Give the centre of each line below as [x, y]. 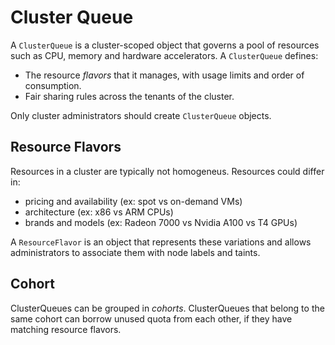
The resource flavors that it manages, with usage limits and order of [164, 75]
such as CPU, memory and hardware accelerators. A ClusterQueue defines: [164, 55]
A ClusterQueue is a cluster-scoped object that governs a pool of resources [165, 45]
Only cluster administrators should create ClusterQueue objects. [141, 115]
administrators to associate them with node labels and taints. [135, 252]
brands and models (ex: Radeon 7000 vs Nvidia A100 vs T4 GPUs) [161, 222]
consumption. [53, 85]
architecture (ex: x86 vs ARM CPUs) [99, 212]
